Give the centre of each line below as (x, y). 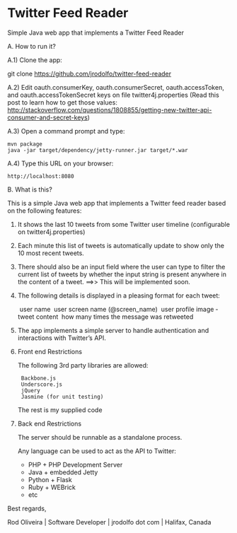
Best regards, (27, 508)
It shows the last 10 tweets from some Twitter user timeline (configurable (123, 224)
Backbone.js (39, 378)
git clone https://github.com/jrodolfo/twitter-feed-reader (89, 74)
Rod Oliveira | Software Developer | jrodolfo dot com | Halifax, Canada (109, 522)
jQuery (30, 390)
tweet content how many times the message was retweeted (105, 317)
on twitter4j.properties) (51, 232)
